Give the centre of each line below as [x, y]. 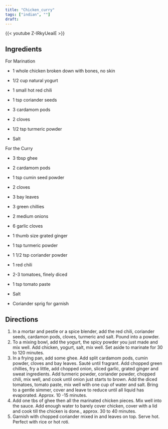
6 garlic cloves [28, 226]
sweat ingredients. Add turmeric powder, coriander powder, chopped [84, 374]
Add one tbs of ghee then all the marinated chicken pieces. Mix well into [87, 400]
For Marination [20, 61]
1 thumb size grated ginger [40, 236]
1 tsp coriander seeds [35, 100]
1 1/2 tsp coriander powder [40, 255]
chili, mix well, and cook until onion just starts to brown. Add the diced [85, 379]
